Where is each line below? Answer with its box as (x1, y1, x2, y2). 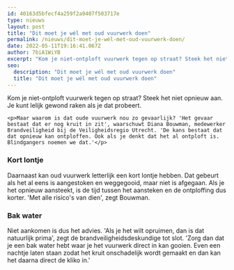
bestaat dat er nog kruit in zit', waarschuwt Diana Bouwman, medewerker (7, 121, 226, 128)
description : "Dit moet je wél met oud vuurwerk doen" (13, 68, 176, 75)
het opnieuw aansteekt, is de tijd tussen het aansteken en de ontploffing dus (7, 186, 226, 194)
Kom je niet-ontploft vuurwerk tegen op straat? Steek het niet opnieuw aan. (7, 94, 223, 102)
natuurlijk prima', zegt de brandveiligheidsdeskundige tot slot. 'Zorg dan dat (7, 234, 225, 242)
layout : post (7, 23, 45, 30)
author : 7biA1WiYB (7, 49, 61, 56)
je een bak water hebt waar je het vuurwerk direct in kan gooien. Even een (7, 241, 221, 249)
